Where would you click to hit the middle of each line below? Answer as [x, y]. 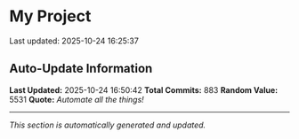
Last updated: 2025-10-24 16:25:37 [74, 41]
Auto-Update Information [81, 69]
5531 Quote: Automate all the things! [77, 99]
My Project [50, 16]
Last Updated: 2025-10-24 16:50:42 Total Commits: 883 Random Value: [144, 89]
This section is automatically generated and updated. [108, 125]
